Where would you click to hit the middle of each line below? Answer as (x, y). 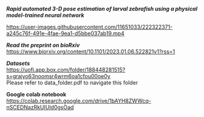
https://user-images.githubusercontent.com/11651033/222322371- (90, 27)
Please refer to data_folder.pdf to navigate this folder (72, 82)
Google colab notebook (36, 94)
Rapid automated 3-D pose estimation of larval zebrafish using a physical (102, 9)
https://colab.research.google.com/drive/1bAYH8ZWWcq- (79, 101)
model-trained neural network (45, 15)
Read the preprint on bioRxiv (43, 45)
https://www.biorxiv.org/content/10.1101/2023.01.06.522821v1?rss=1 (91, 52)
